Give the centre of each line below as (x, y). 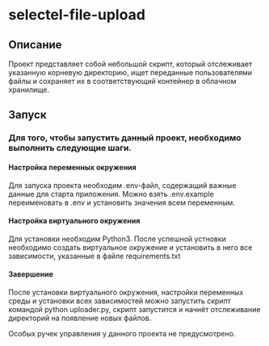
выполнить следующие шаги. (70, 148)
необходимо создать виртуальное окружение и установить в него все (130, 247)
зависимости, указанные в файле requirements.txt (95, 256)
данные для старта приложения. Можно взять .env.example (111, 194)
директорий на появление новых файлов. (80, 318)
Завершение (31, 274)
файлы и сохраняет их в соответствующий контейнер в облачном (122, 81)
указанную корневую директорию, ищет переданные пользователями (130, 73)
